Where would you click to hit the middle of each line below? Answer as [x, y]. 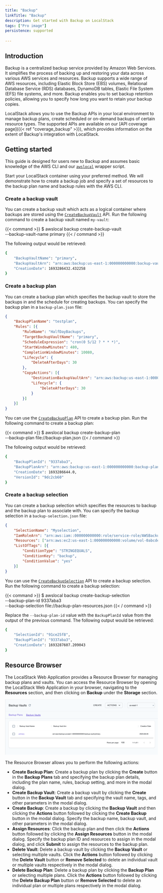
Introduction [24, 56]
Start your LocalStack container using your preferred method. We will [74, 175]
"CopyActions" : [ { [41, 373]
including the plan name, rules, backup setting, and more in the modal [82, 782]
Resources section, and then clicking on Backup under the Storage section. [81, 692]
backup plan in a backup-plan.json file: [44, 307]
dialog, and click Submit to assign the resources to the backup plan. [80, 844]
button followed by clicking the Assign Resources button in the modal [82, 834]
